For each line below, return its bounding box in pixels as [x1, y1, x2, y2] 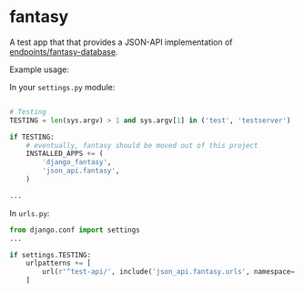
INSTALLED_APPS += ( [25, 149, 104, 159]
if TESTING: [9, 132, 55, 141]
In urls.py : [9, 207, 50, 218]
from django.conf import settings [9, 225, 141, 235]
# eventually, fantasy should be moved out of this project [25, 141, 258, 150]
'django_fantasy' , [42, 158, 112, 167]
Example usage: [9, 64, 70, 75]
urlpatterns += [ [25, 258, 92, 268]
